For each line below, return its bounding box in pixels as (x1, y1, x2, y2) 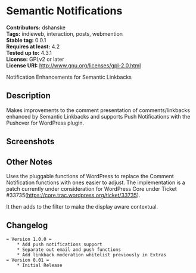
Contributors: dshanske (6, 24, 66, 31)
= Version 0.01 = (6, 257, 49, 263)
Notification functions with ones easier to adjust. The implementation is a (6, 179, 186, 186)
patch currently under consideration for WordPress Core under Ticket (6, 185, 177, 192)
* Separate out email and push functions (17, 246, 121, 253)
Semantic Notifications (6, 4, 123, 18)
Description (6, 91, 51, 101)
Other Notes (6, 157, 52, 167)
